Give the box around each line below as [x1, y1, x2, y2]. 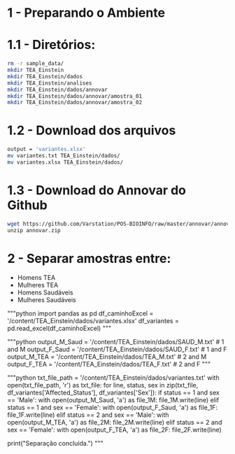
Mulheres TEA [17, 281, 59, 290]
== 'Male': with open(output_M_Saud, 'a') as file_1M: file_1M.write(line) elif [7, 396, 220, 404]
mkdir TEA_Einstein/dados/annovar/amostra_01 [7, 92, 142, 99]
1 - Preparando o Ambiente [7, 5, 166, 21]
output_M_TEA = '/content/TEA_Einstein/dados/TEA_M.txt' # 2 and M [7, 353, 207, 361]
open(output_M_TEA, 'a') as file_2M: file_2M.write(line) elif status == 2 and [7, 418, 222, 427]
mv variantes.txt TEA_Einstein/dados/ [7, 152, 120, 159]
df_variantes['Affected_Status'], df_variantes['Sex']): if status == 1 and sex [7, 388, 220, 397]
